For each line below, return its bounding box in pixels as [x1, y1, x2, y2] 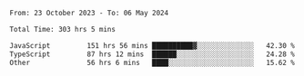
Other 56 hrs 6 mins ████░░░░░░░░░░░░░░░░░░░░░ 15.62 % [9, 58, 296, 67]
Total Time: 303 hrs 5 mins [9, 24, 117, 33]
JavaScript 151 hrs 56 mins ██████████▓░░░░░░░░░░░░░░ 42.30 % [9, 41, 296, 50]
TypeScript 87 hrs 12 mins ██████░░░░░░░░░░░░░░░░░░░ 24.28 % [9, 50, 296, 59]
